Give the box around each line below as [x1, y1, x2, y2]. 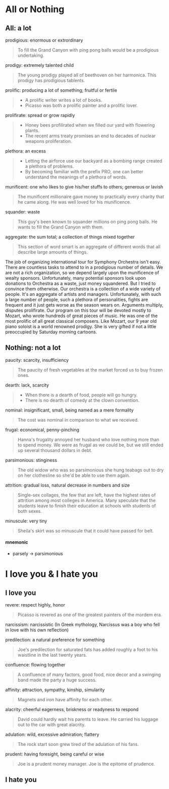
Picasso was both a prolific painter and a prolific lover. [25, 102, 138, 108]
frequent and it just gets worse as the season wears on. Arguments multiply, [5, 302, 163, 308]
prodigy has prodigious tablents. [17, 78, 85, 83]
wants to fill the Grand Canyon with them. [17, 224, 104, 230]
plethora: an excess [5, 148, 46, 154]
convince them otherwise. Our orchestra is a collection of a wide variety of [5, 286, 160, 292]
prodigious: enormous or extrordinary [5, 37, 83, 43]
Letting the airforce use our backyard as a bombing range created [25, 158, 162, 164]
